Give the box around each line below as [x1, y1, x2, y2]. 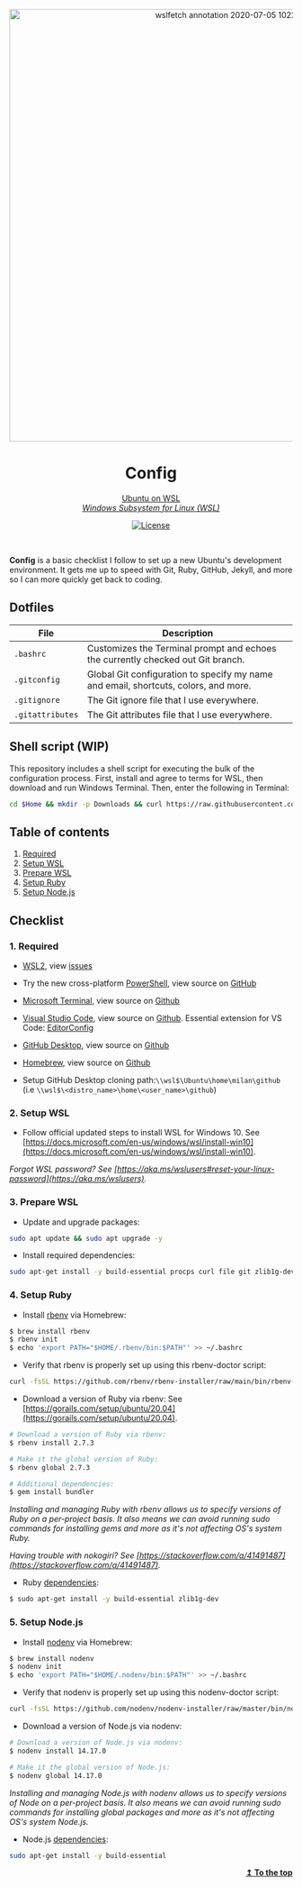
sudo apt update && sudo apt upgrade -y [9, 1234, 164, 1243]
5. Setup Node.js [9, 1616, 84, 1628]
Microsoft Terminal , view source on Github [22, 995, 180, 1006]
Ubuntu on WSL [121, 492, 181, 504]
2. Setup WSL [9, 1107, 70, 1119]
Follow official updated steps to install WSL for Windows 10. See [22, 1127, 261, 1138]
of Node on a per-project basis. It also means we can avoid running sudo [9, 1797, 281, 1808]
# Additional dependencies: [9, 1479, 115, 1489]
